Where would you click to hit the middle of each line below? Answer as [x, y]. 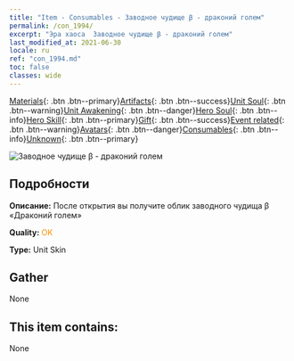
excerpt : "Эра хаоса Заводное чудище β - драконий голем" [121, 34]
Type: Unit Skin [38, 250]
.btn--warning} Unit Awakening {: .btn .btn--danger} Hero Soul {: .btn [132, 110]
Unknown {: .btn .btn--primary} [82, 138]
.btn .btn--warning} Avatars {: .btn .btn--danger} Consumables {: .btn [132, 129]
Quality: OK [31, 232]
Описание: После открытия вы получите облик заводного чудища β [139, 205]
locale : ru [29, 51]
